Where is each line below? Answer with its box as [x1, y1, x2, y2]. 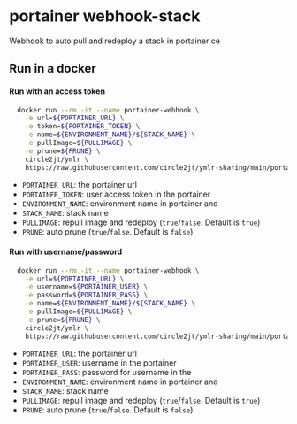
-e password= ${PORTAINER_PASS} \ [25, 290, 148, 300]
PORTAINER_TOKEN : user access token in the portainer [21, 189, 211, 199]
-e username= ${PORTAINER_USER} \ [25, 282, 148, 291]
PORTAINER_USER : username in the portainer [21, 357, 177, 368]
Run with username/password [9, 246, 123, 258]
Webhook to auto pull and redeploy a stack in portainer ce [9, 35, 221, 46]
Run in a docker [9, 61, 97, 76]
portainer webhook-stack [9, 6, 201, 27]
